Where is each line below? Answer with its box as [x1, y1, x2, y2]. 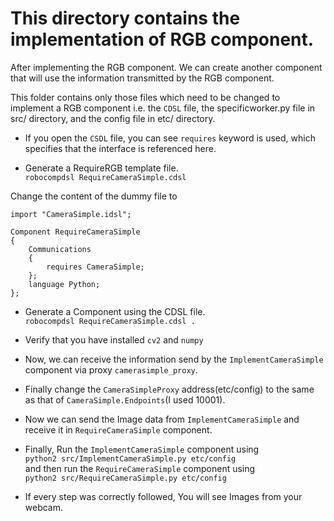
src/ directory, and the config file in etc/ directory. [10, 112, 216, 124]
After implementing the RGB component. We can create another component [10, 61, 323, 73]
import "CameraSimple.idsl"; [10, 209, 132, 219]
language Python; [28, 279, 101, 289]
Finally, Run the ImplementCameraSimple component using [24, 443, 260, 455]
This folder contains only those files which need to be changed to [10, 91, 281, 103]
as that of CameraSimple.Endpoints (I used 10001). [24, 393, 226, 406]
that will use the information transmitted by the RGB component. [10, 72, 275, 84]
